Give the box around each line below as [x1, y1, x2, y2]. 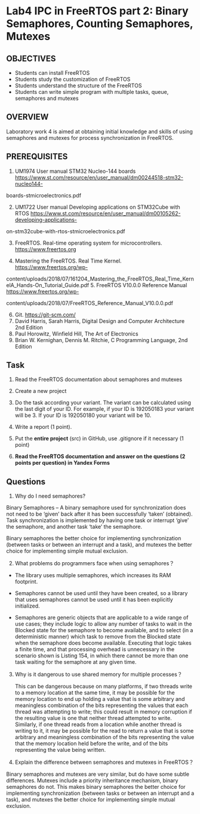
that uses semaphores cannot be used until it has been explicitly [14, 596, 173, 603]
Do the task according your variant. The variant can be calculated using [14, 399, 191, 406]
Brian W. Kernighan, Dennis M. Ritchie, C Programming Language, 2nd [14, 336, 188, 343]
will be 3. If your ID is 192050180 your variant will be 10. [14, 411, 152, 419]
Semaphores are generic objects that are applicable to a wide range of [14, 614, 189, 621]
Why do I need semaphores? [14, 492, 85, 500]
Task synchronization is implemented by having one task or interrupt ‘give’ [6, 517, 189, 524]
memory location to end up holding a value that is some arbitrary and [14, 696, 185, 703]
